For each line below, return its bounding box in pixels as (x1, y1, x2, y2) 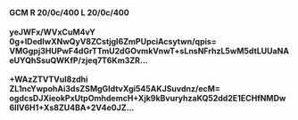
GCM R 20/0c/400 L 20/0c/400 (9, 7, 129, 18)
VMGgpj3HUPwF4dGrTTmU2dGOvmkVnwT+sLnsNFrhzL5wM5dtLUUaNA (9, 45, 290, 57)
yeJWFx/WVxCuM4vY (9, 27, 96, 37)
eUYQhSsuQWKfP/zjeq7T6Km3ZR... (9, 55, 149, 66)
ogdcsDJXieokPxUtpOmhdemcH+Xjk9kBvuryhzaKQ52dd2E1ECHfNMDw (9, 93, 286, 104)
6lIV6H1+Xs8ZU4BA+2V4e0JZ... (9, 102, 135, 113)
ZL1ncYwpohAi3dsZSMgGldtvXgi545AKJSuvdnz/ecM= (9, 84, 221, 94)
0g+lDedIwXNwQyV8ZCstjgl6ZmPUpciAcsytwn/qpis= (9, 36, 217, 47)
